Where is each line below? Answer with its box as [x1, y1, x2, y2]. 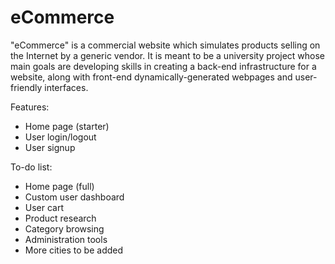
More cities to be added [24, 244, 124, 256]
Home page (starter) [24, 120, 110, 132]
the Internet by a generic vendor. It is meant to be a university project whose [10, 49, 326, 61]
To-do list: [10, 161, 53, 173]
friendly [10, 81, 43, 93]
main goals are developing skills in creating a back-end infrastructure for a [10, 60, 317, 72]
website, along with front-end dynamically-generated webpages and [10, 71, 293, 83]
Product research [24, 212, 97, 224]
